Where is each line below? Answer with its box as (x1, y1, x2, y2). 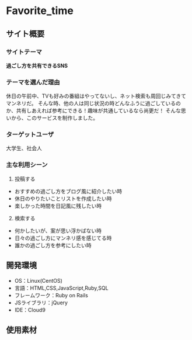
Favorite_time (6, 4, 74, 18)
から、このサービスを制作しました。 (11, 115, 98, 122)
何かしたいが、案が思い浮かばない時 (14, 227, 102, 234)
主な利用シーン (6, 161, 48, 169)
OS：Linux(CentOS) (14, 277, 63, 284)
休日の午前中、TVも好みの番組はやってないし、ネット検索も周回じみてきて (6, 92, 187, 100)
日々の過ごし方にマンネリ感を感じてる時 (14, 234, 112, 241)
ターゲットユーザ (6, 130, 54, 138)
